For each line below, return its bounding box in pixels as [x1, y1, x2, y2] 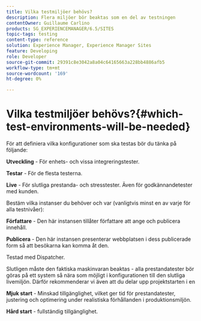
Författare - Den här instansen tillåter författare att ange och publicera [6, 217, 181, 225]
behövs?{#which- [92, 107, 184, 121]
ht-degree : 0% [6, 76, 42, 82]
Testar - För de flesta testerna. [6, 170, 83, 177]
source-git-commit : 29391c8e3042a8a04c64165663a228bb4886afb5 [6, 59, 165, 65]
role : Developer [6, 54, 47, 60]
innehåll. [6, 224, 28, 231]
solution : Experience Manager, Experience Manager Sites [6, 43, 152, 49]
